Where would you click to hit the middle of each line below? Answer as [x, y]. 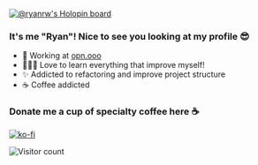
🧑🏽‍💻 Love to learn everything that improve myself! [113, 65]
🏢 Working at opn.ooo [61, 56]
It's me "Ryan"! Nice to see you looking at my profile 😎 [129, 36]
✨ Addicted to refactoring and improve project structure [124, 74]
